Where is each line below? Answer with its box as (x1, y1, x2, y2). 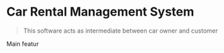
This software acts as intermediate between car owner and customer (23, 26, 219, 35)
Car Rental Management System (6, 4, 195, 20)
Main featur (6, 39, 39, 48)
